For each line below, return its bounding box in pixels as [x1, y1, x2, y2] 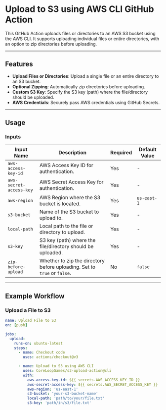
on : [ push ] [5, 323, 28, 328]
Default [138, 146, 157, 153]
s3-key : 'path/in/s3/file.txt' [27, 401, 92, 406]
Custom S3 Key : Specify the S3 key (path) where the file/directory [12, 89, 148, 95]
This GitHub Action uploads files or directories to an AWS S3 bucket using [5, 30, 156, 36]
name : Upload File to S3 [5, 318, 56, 323]
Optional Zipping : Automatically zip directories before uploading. [12, 83, 145, 90]
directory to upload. [39, 229, 85, 236]
